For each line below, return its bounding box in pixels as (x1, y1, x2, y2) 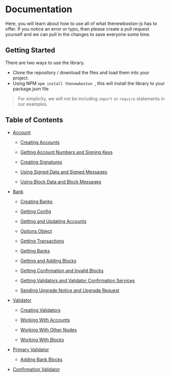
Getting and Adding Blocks (20, 257, 77, 263)
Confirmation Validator (12, 366, 60, 372)
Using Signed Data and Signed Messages (20, 169, 108, 175)
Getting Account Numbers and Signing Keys (20, 149, 113, 155)
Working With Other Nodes (20, 327, 77, 333)
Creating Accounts (20, 139, 60, 145)
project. (12, 75, 29, 81)
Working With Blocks (20, 336, 65, 342)
